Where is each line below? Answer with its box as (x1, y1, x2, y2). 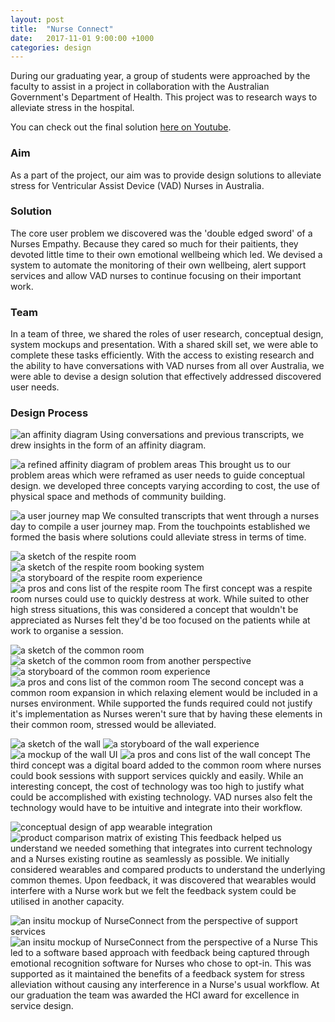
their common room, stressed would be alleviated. (10, 719, 217, 731)
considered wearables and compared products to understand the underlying (10, 864, 326, 876)
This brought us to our (198, 459, 291, 471)
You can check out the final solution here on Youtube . (10, 121, 232, 133)
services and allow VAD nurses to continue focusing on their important (10, 269, 302, 281)
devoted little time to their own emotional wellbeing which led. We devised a (10, 248, 323, 260)
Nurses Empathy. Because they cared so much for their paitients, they (10, 237, 299, 250)
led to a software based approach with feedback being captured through (10, 947, 310, 959)
